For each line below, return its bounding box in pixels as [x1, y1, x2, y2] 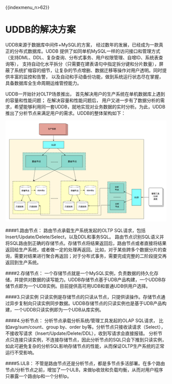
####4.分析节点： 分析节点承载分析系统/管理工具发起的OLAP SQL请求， [5, 318, 158, 324]
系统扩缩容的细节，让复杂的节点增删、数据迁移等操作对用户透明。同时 [14, 67, 162, 73]
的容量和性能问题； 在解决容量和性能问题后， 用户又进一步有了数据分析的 [5, 97, 160, 103]
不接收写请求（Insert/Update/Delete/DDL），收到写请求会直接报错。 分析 [5, 330, 158, 336]
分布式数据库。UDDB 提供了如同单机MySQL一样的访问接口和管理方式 [14, 48, 160, 54]
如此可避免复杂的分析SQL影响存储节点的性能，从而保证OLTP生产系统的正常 [5, 343, 165, 349]
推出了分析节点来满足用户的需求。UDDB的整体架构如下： [5, 110, 126, 116]
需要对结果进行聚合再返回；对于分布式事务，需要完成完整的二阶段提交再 [14, 253, 167, 259]
